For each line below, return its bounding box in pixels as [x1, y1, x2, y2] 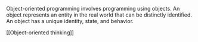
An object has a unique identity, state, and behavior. [6, 18, 134, 24]
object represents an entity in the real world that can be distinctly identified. [6, 11, 193, 18]
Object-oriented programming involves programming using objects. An [6, 5, 180, 12]
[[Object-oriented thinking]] [6, 29, 75, 36]
